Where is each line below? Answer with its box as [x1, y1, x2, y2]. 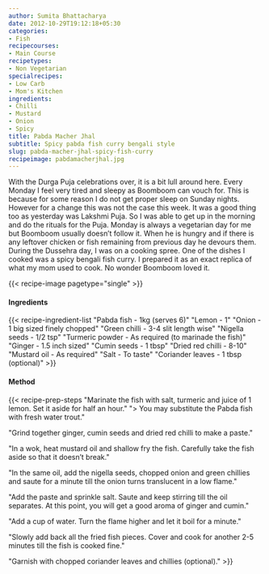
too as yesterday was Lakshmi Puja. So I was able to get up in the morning [8, 211, 256, 221]
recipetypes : [8, 57, 53, 66]
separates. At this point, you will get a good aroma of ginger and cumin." [8, 500, 249, 510]
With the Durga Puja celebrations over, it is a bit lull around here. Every [8, 177, 243, 187]
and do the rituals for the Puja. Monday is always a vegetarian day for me [8, 220, 252, 230]
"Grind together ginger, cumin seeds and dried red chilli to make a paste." [8, 427, 253, 437]
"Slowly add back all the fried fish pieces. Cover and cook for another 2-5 [8, 532, 254, 542]
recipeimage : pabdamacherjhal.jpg [8, 155, 125, 163]
